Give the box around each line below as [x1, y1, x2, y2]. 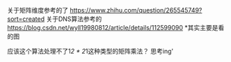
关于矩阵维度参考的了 [7, 6, 68, 14]
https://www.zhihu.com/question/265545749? [69, 6, 202, 14]
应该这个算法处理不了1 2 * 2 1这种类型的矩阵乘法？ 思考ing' [7, 47, 174, 55]
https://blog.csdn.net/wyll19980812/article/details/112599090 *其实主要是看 [7, 24, 225, 31]
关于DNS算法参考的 [46, 15, 102, 23]
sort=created [7, 15, 45, 23]
